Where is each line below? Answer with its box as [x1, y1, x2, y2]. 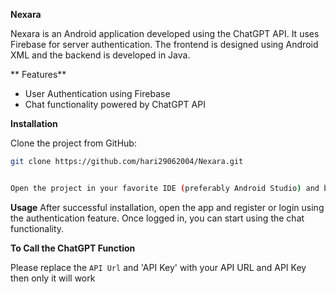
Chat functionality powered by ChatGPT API [24, 99, 206, 110]
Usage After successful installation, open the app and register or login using [10, 201, 325, 213]
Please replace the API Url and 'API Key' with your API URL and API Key [10, 261, 307, 273]
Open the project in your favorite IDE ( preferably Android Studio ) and [10, 183, 320, 193]
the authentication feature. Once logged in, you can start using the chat [10, 212, 305, 224]
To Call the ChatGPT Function [10, 242, 136, 254]
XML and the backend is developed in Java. [10, 49, 191, 61]
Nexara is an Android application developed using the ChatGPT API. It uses [10, 28, 320, 39]
